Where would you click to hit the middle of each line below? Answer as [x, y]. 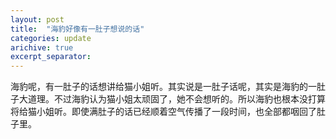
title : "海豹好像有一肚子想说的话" [77, 29]
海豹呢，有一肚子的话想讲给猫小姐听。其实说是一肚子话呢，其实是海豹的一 [163, 87]
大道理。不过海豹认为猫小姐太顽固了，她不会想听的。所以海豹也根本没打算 [172, 99]
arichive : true [42, 47]
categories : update [51, 38]
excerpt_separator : [51, 57]
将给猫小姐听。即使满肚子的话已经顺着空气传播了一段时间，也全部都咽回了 [163, 112]
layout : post [37, 19]
